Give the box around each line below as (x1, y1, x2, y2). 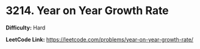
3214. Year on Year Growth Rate (5, 4, 169, 18)
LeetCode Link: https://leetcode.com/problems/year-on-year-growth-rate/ (5, 36, 193, 43)
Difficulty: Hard (5, 24, 46, 31)
